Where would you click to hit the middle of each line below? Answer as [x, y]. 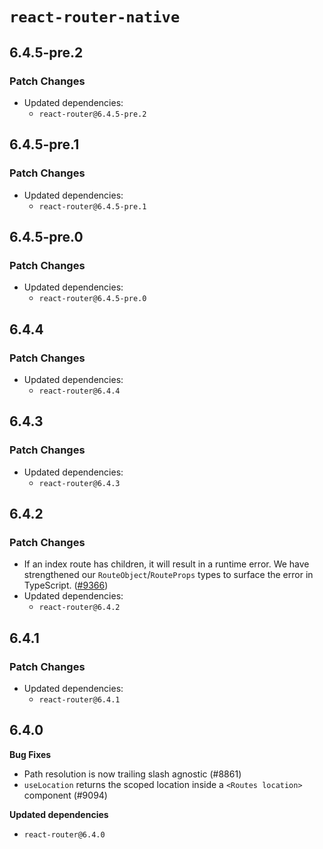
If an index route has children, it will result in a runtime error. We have [166, 564]
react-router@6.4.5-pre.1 [92, 206]
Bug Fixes [30, 754]
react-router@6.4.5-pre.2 [92, 114]
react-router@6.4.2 [79, 608]
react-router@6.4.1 [79, 700]
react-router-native [95, 17]
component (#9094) [65, 795]
